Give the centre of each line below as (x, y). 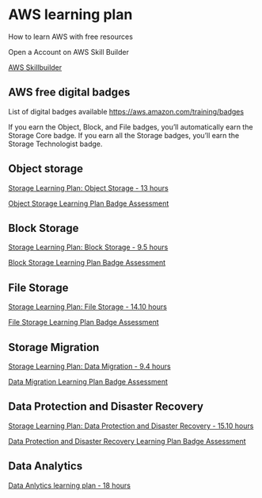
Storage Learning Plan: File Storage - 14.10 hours (88, 307)
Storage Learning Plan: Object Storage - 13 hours (88, 187)
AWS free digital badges (69, 93)
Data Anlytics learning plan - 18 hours (69, 485)
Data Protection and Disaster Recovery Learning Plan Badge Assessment (127, 441)
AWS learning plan (70, 15)
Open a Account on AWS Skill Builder (68, 52)
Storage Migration (54, 347)
